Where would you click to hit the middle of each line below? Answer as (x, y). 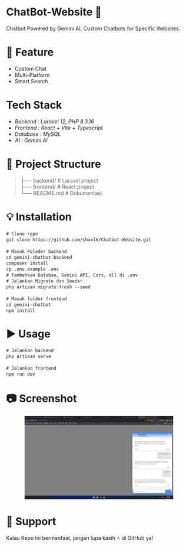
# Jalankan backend (30, 350)
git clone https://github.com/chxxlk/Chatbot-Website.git (79, 240)
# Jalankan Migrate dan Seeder (44, 281)
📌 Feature (30, 52)
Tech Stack (34, 105)
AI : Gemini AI (31, 140)
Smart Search (31, 81)
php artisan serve (29, 356)
